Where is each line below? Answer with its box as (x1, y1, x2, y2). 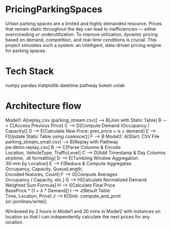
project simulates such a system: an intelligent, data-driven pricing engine (5, 42, 161, 48)
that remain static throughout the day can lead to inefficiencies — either (5, 26, 157, 32)
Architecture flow (5, 100, 82, 112)
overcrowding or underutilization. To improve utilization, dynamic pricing (5, 31, 158, 37)
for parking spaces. (5, 47, 47, 54)
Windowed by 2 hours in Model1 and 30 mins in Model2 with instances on (5, 208, 161, 214)
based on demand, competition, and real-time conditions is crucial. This (5, 37, 157, 43)
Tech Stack (5, 65, 54, 77)
